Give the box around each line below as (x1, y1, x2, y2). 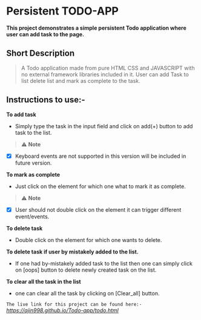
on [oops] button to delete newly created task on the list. (15, 266, 157, 273)
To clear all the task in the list (6, 278, 81, 285)
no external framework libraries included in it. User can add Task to (21, 71, 189, 78)
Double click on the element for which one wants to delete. (15, 236, 162, 243)
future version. (15, 159, 52, 166)
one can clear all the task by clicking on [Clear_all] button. (15, 289, 160, 297)
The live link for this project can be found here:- (6, 301, 142, 307)
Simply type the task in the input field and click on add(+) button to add (15, 122, 193, 129)
